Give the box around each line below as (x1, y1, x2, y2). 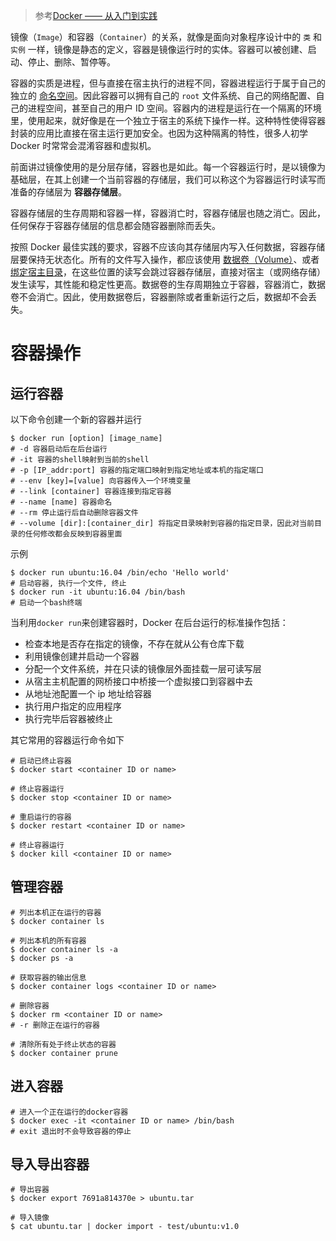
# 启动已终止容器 (10, 756, 72, 766)
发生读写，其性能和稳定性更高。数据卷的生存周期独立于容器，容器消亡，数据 (10, 279, 326, 290)
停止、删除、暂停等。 (27, 56, 116, 68)
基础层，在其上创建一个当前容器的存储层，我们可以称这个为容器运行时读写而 (10, 174, 326, 185)
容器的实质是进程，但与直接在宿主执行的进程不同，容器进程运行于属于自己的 (10, 77, 326, 89)
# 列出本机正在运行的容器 (10, 907, 102, 918)
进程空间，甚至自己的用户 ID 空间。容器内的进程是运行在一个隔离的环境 (27, 102, 322, 114)
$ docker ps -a (10, 953, 74, 963)
